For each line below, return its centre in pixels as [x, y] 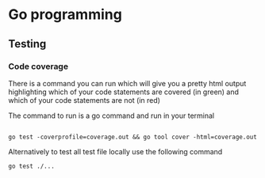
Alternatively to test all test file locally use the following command [115, 151]
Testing [27, 44]
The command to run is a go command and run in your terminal [111, 116]
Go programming [65, 15]
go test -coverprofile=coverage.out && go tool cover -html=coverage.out [133, 137]
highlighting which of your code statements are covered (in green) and [124, 92]
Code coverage [38, 66]
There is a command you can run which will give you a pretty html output [127, 83]
